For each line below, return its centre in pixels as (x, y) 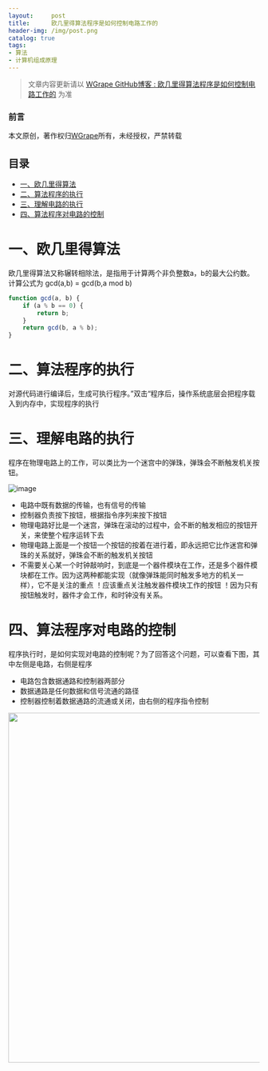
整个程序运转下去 (76, 535)
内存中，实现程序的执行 (61, 404)
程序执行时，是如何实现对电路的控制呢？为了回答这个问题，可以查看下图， (130, 653)
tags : (17, 46)
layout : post (37, 16)
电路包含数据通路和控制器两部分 (72, 681)
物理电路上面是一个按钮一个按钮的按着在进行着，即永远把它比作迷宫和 (135, 545)
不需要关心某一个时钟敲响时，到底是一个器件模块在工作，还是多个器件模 (138, 565)
